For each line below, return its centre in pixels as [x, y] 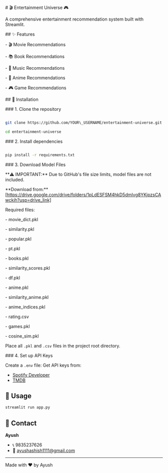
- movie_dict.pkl [22, 219]
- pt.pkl [13, 248]
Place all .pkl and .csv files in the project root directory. [63, 346]
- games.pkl [17, 326]
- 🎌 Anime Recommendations [35, 78]
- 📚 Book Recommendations [35, 56]
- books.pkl [17, 258]
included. [15, 180]
